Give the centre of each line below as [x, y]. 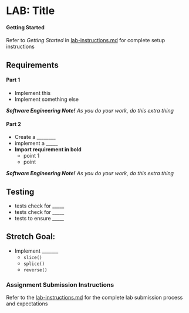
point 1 [31, 156]
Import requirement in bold [48, 149]
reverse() [36, 270]
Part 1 [13, 80]
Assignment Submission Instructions [60, 284]
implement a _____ [36, 143]
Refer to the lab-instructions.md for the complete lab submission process [95, 298]
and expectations [27, 304]
